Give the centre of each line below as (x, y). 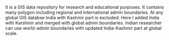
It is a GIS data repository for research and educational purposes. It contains (84, 7)
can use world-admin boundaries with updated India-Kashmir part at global (83, 28)
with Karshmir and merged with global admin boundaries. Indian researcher (84, 23)
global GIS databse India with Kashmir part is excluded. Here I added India (82, 18)
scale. (11, 33)
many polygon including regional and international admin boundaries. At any (84, 12)
